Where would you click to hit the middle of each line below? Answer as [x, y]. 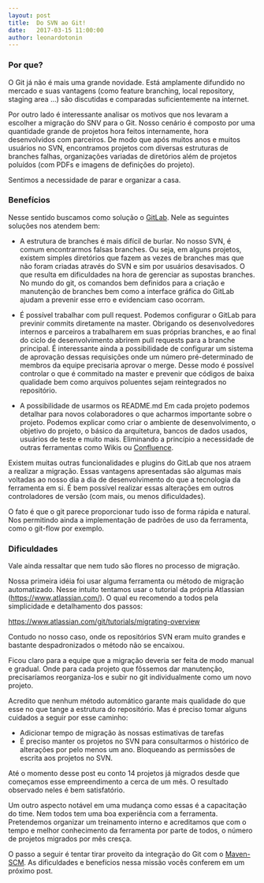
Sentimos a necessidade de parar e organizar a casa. [95, 180]
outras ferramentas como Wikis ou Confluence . [97, 447]
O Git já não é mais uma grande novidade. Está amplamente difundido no [127, 82]
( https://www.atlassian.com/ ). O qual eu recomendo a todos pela [113, 598]
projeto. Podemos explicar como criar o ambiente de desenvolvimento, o [138, 422]
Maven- [238, 854]
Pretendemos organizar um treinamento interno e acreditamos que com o [127, 822]
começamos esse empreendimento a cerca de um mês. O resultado [118, 782]
